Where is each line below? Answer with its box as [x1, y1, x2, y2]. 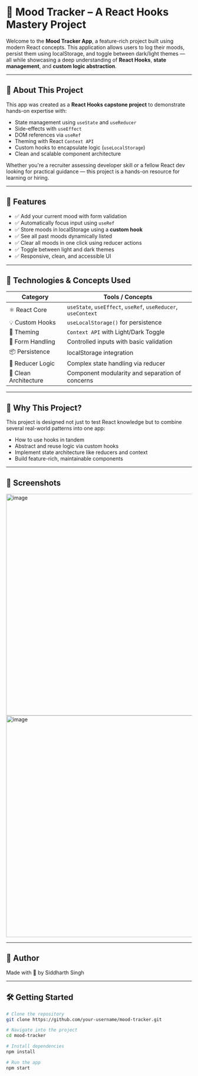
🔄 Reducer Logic [9, 359, 55, 368]
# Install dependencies [6, 1043, 65, 1049]
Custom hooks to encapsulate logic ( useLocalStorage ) [14, 144, 146, 151]
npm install [6, 1049, 35, 1055]
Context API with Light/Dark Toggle [67, 328, 165, 336]
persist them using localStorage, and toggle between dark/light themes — [6, 50, 186, 57]
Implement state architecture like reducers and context [14, 449, 148, 456]
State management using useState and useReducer [14, 118, 137, 126]
